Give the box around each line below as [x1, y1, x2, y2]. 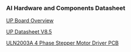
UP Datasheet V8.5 [6, 28, 52, 35]
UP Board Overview [6, 17, 54, 24]
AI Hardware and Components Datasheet [6, 4, 126, 12]
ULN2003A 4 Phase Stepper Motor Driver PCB [6, 39, 119, 47]
